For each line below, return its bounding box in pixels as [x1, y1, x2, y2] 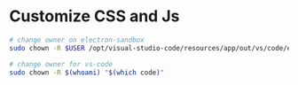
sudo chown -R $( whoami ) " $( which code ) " [9, 68, 165, 77]
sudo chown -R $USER [9, 43, 86, 52]
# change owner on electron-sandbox [9, 35, 145, 44]
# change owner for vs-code [9, 59, 114, 68]
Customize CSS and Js [9, 6, 180, 27]
